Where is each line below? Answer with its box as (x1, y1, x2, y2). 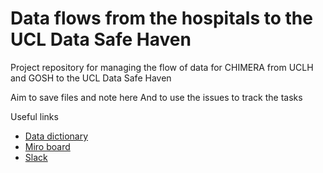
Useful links (10, 110, 59, 122)
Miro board (24, 140, 71, 152)
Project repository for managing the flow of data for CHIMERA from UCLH (10, 61, 314, 73)
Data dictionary (24, 130, 89, 142)
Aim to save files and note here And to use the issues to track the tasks (10, 91, 303, 103)
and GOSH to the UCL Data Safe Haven (10, 72, 172, 84)
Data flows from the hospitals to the (10, 7, 313, 30)
